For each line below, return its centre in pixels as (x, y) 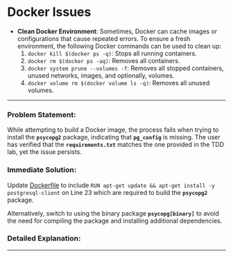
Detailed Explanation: (44, 239)
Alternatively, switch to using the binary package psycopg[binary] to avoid (113, 213)
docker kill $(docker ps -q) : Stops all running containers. (112, 53)
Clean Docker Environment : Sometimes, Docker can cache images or (117, 31)
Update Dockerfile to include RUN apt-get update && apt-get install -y (111, 185)
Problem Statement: (42, 114)
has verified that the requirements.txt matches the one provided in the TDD (116, 145)
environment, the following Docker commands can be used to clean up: (119, 46)
